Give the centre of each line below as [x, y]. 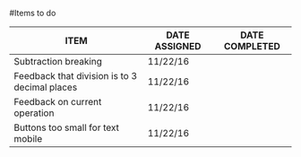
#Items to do [33, 13]
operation [34, 113]
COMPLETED [252, 46]
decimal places [46, 87]
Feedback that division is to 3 [75, 76]
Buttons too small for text [66, 127]
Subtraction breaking [58, 61]
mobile [28, 139]
